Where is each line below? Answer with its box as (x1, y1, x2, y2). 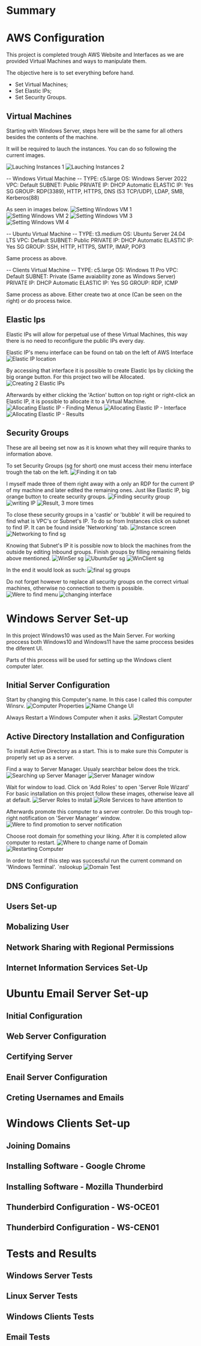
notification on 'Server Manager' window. (19, 814, 121, 822)
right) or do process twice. (6, 297, 72, 304)
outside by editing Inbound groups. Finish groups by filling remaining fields (6, 548, 191, 555)
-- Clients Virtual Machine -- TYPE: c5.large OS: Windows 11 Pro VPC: (6, 266, 179, 273)
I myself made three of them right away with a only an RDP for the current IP (6, 480, 195, 487)
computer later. (6, 662, 44, 670)
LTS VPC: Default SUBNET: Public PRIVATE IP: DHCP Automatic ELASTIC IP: (6, 236, 194, 244)
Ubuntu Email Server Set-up (6, 987, 149, 1000)
